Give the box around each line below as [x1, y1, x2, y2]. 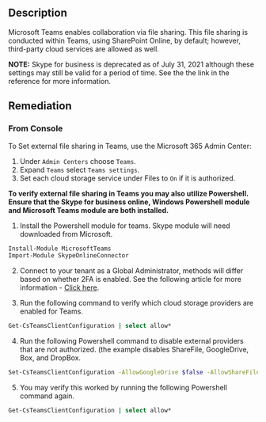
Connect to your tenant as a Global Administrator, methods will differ [19, 266, 244, 276]
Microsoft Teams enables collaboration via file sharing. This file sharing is [8, 27, 248, 36]
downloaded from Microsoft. [19, 229, 113, 238]
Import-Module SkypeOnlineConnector [8, 252, 129, 260]
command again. [19, 391, 75, 401]
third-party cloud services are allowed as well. [8, 44, 160, 54]
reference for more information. [8, 76, 111, 86]
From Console [8, 123, 63, 134]
